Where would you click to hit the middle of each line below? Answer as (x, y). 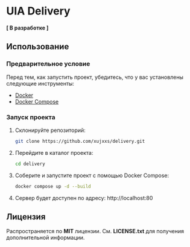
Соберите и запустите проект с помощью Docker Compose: (92, 175)
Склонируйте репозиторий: (50, 130)
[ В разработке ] (27, 28)
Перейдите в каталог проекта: (54, 152)
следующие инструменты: (40, 83)
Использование (38, 47)
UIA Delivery (38, 11)
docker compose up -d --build (53, 186)
